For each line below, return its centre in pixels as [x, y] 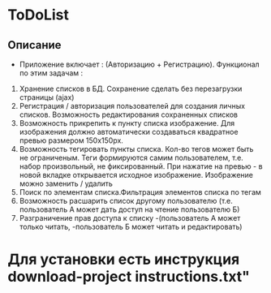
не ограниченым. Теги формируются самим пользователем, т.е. [131, 157]
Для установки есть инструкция [124, 259]
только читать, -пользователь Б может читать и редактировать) [131, 226]
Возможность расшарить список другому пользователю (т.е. [126, 201]
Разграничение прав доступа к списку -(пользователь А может [130, 218]
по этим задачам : [51, 73]
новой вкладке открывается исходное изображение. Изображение [136, 175]
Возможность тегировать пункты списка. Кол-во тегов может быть [136, 149]
